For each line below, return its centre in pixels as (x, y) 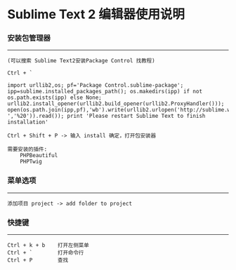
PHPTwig (31, 162)
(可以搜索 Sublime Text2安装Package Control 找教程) (81, 61)
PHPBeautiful (39, 156)
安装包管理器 (29, 38)
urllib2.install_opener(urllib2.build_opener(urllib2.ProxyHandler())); (116, 104)
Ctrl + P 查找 (38, 260)
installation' (28, 122)
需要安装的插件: (27, 149)
